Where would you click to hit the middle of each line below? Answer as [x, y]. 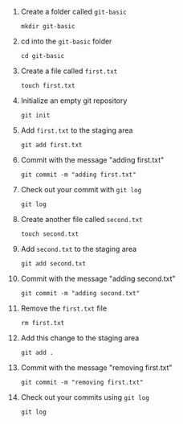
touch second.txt [50, 234]
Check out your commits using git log [85, 397]
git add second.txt [53, 264]
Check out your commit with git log [81, 189]
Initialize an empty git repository [74, 101]
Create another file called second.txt [81, 219]
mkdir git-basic [48, 27]
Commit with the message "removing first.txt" [96, 368]
